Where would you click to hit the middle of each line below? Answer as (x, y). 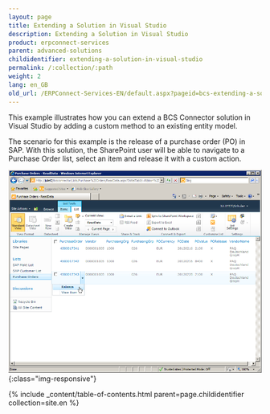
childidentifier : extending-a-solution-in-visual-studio (106, 59)
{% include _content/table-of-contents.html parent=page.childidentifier (126, 394)
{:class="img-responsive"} (53, 379)
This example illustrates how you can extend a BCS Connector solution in (129, 117)
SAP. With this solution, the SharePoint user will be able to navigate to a (127, 150)
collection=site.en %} (44, 403)
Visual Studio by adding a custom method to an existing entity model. (123, 125)
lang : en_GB (28, 84)
